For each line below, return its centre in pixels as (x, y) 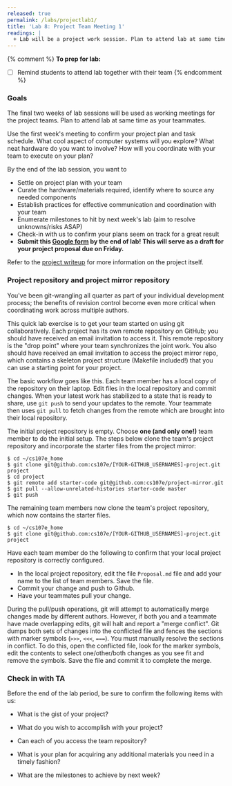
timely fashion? (39, 762)
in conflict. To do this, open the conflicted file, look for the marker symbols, (114, 646)
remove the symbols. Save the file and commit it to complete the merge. (109, 660)
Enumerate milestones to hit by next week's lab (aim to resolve (106, 219)
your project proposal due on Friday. (70, 249)
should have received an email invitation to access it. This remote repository (115, 338)
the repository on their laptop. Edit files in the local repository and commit (112, 388)
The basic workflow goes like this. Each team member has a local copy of (112, 381)
